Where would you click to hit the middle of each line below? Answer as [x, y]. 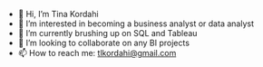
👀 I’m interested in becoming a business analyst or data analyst [136, 24]
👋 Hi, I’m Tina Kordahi [58, 14]
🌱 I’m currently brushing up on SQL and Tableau [107, 33]
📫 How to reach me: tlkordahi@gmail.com [97, 53]
